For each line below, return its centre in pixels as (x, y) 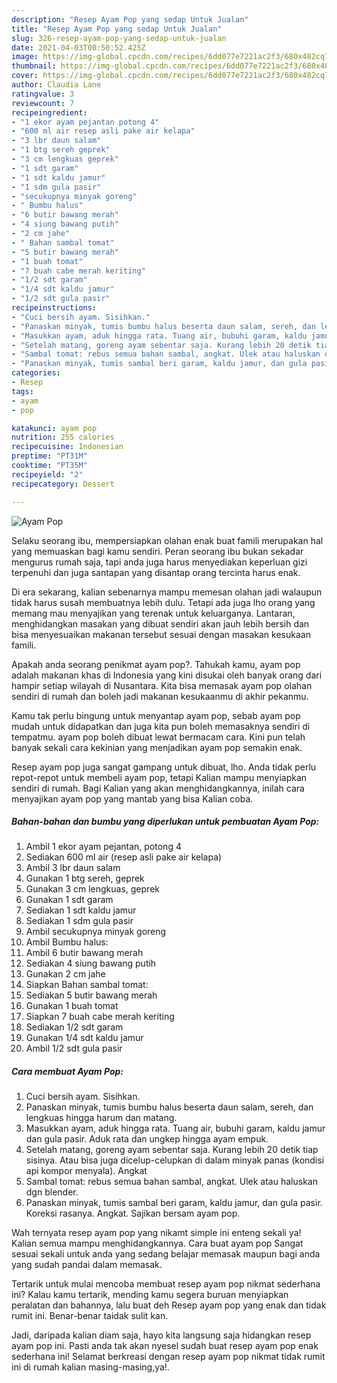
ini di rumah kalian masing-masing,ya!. (90, 1367)
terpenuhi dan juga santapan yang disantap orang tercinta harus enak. (156, 572)
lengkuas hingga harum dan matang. (101, 1118)
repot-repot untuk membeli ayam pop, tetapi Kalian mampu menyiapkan (159, 777)
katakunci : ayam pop (54, 428)
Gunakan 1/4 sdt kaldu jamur (84, 1038)
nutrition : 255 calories (63, 437)
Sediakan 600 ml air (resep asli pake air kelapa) (124, 857)
